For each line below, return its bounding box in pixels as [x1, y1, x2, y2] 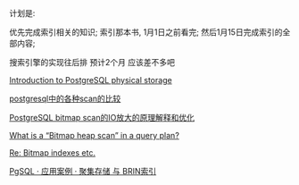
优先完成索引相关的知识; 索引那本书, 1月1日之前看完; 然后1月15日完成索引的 [9, 27, 283, 38]
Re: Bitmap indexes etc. [9, 147, 96, 158]
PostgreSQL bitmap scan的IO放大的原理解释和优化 [9, 113, 195, 122]
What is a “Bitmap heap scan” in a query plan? [9, 130, 180, 140]
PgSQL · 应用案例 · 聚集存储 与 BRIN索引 [9, 166, 157, 176]
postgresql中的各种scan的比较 [9, 93, 121, 104]
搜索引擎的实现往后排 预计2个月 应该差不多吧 [9, 57, 176, 67]
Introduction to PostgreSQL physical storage [9, 75, 172, 85]
